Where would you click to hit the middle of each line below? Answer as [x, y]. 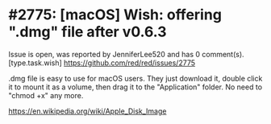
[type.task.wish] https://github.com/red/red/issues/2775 [102, 63]
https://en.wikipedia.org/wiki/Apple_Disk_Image [88, 111]
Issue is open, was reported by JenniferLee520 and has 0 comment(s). [126, 54]
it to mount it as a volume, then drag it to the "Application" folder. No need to [135, 87]
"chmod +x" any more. [46, 95]
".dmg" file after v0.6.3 [88, 32]
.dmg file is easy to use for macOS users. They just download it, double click [135, 78]
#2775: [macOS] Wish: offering [115, 15]
